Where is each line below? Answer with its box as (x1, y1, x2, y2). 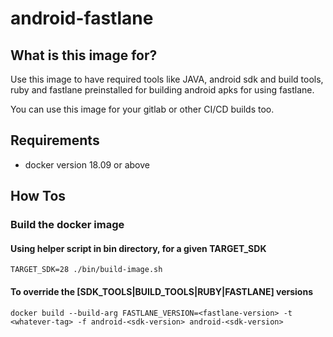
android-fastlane (10, 7, 154, 30)
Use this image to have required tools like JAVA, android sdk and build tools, (10, 73, 324, 85)
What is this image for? (10, 47, 158, 64)
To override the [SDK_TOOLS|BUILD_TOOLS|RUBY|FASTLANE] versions (10, 285, 313, 297)
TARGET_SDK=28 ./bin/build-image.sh (10, 265, 163, 275)
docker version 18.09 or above (24, 158, 150, 171)
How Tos (10, 188, 67, 205)
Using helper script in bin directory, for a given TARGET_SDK (10, 242, 267, 254)
